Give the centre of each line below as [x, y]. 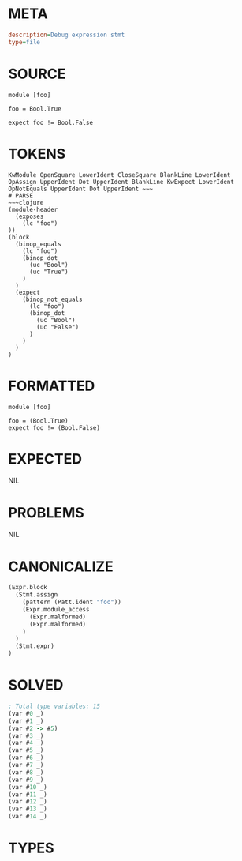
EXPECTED [45, 459]
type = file [24, 42]
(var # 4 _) [26, 743]
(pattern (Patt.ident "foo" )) [72, 602]
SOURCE [37, 74]
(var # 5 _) [26, 750]
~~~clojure [26, 202]
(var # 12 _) [28, 802]
